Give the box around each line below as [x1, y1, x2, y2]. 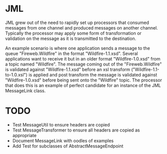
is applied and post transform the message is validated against [28, 71, 158, 77]
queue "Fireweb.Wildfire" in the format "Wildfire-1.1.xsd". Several [5, 50, 138, 56]
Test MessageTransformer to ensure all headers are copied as [12, 127, 140, 133]
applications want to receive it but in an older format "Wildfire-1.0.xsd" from [5, 55, 161, 61]
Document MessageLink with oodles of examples [12, 137, 114, 143]
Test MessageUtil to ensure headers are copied [12, 121, 110, 127]
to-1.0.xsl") [5, 71, 28, 77]
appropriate [12, 132, 37, 138]
